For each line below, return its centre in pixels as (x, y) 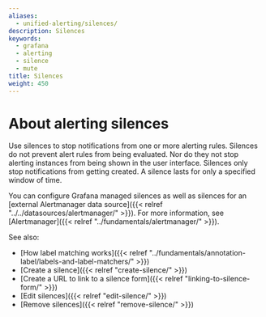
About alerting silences (88, 123)
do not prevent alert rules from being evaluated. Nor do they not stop (124, 154)
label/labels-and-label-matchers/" (77, 262)
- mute (27, 69)
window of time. (35, 180)
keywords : (25, 38)
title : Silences (36, 76)
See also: (24, 237)
